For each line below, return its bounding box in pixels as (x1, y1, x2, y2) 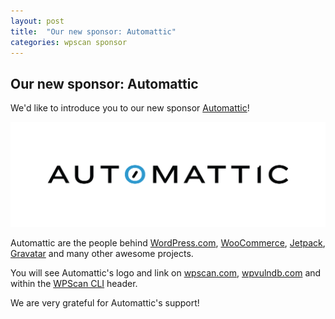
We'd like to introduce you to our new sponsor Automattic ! (10, 102, 250, 114)
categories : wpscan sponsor (10, 37, 128, 47)
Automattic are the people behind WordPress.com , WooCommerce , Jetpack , (10, 237, 326, 249)
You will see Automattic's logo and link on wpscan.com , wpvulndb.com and (10, 267, 322, 279)
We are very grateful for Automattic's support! (10, 297, 200, 309)
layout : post (10, 16, 65, 26)
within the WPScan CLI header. (10, 278, 138, 290)
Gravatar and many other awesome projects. (10, 248, 194, 260)
